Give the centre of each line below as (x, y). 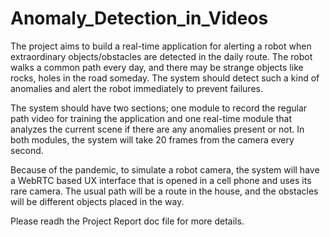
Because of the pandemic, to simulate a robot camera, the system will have (165, 169)
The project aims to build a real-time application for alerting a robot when (161, 46)
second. (27, 150)
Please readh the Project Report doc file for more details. (127, 221)
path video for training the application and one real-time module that (151, 118)
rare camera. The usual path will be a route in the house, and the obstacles (164, 191)
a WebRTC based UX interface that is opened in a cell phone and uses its (161, 180)
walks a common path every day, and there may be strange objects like (157, 67)
